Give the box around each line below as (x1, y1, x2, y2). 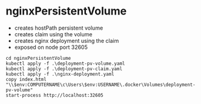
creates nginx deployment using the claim (14, 37, 119, 44)
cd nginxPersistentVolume (5, 55, 71, 61)
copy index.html (5, 76, 47, 82)
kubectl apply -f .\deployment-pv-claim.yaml (5, 65, 122, 72)
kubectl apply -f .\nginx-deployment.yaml (5, 71, 114, 77)
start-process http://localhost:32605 (5, 92, 104, 98)
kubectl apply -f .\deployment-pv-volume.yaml (5, 60, 125, 67)
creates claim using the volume (14, 30, 93, 37)
